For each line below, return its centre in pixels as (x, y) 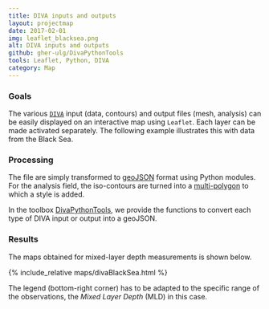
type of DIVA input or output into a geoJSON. (83, 218)
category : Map (32, 68)
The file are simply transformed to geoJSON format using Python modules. (132, 177)
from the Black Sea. (41, 139)
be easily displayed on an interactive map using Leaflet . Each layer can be (132, 122)
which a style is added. (47, 194)
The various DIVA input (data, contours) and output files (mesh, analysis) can (135, 114)
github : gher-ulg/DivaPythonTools (66, 53)
